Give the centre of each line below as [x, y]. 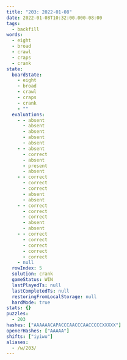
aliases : [17, 342]
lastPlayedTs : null [37, 285]
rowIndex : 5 [27, 268]
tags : [13, 23]
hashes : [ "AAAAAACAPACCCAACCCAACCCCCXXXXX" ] [64, 325]
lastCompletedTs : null [41, 291]
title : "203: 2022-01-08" [39, 12]
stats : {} [19, 308]
